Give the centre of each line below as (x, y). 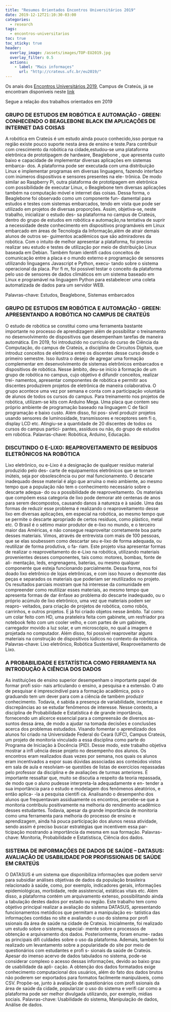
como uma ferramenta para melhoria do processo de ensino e (70, 816)
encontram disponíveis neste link (40, 92)
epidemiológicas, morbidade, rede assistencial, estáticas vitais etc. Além (82, 891)
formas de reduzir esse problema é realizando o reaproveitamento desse (82, 508)
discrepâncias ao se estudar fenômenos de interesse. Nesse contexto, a (81, 707)
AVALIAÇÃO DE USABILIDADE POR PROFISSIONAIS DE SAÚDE (83, 857)
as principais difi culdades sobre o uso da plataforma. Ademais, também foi (85, 939)
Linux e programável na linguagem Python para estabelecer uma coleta (80, 280)
